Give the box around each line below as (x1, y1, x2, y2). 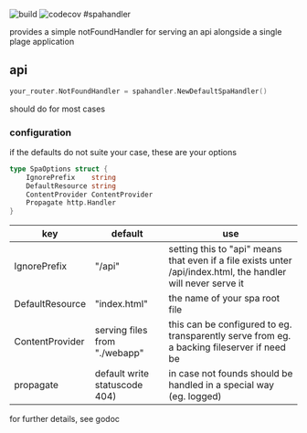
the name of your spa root (168, 292, 281, 305)
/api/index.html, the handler (168, 266, 287, 279)
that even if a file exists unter (168, 254, 292, 267)
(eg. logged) (168, 390, 222, 403)
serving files (94, 324, 148, 337)
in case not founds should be (168, 367, 293, 380)
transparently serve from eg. (168, 330, 291, 343)
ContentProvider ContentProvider (26, 190, 153, 199)
